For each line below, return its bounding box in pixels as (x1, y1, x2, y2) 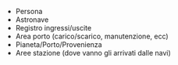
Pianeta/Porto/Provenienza (15, 40, 103, 49)
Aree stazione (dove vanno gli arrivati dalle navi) (15, 49, 172, 57)
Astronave (15, 15, 49, 24)
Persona (15, 7, 43, 16)
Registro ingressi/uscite (15, 23, 92, 32)
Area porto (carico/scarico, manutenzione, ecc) (15, 31, 169, 41)
